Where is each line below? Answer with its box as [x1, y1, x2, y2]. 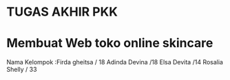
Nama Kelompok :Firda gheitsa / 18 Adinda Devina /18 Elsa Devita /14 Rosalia [6, 58, 223, 66]
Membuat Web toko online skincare [6, 36, 213, 51]
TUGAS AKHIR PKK [6, 4, 118, 20]
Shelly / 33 [6, 66, 37, 74]
